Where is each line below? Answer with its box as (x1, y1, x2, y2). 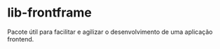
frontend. (7, 35, 34, 43)
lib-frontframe (7, 5, 92, 21)
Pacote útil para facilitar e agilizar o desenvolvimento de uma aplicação (7, 28, 213, 36)
